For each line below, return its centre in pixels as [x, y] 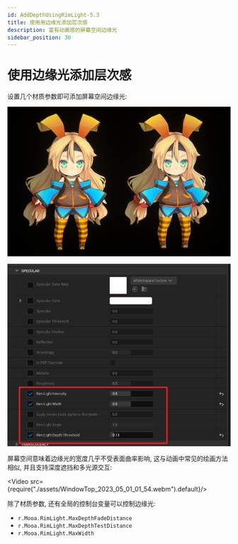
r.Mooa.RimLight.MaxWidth [56, 533]
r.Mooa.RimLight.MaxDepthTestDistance [75, 526]
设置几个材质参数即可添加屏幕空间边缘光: [67, 96]
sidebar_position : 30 [39, 38]
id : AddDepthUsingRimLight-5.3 [53, 15]
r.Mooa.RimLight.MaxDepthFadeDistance [75, 518]
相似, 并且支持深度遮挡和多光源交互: [60, 467]
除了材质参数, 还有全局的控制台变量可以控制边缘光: [81, 504]
